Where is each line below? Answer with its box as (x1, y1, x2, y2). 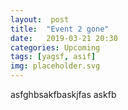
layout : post (10, 14, 70, 25)
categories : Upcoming (10, 42, 101, 53)
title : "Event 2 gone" (10, 24, 110, 34)
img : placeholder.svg (10, 61, 101, 71)
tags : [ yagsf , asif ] (10, 52, 97, 62)
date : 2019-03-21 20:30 (10, 33, 118, 43)
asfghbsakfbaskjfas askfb (10, 89, 117, 100)
